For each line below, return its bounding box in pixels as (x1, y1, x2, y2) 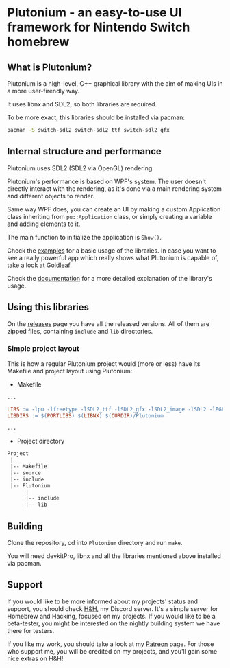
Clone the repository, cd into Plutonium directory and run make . (7, 538, 183, 546)
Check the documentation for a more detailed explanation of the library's (7, 274, 212, 282)
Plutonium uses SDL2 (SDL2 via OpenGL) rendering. (7, 163, 154, 172)
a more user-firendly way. (7, 87, 80, 95)
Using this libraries (7, 301, 90, 313)
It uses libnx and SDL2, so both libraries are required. (7, 100, 157, 108)
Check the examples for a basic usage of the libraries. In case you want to (7, 246, 216, 255)
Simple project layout (7, 344, 80, 354)
